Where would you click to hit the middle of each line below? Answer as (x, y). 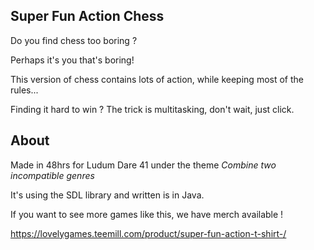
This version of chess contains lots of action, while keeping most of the (157, 79)
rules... (24, 90)
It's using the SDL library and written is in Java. (107, 195)
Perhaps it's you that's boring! (72, 60)
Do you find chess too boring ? (74, 40)
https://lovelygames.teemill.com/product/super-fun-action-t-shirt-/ (148, 233)
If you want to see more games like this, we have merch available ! (147, 214)
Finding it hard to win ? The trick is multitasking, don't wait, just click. (152, 109)
